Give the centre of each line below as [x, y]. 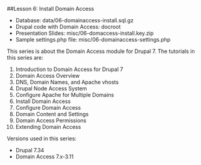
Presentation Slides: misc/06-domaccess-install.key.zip [85, 33]
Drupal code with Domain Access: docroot [68, 27]
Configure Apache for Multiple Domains [65, 95]
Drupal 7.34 [30, 150]
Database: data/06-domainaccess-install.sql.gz [75, 20]
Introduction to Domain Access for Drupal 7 [69, 69]
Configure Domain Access [48, 107]
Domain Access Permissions [51, 120]
